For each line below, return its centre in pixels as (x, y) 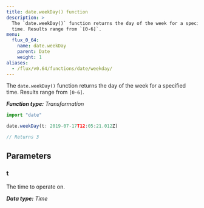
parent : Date (34, 52)
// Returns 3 (23, 137)
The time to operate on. (36, 187)
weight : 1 (30, 57)
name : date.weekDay (42, 46)
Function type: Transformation (45, 104)
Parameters (29, 156)
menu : (13, 35)
